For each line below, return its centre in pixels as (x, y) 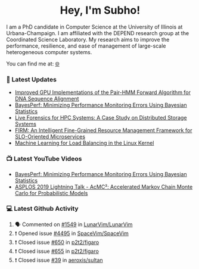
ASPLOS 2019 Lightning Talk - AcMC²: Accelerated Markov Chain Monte (104, 187)
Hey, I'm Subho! (100, 10)
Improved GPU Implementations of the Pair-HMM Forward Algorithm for (103, 92)
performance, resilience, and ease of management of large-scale (86, 46)
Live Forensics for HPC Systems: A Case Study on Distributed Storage (101, 118)
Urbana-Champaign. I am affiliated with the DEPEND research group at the (98, 33)
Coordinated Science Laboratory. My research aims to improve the (88, 39)
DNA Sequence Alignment (47, 99)
